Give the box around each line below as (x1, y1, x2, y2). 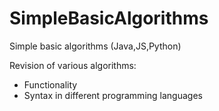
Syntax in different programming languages (23, 89, 203, 101)
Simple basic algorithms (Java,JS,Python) (9, 40, 182, 52)
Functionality (23, 78, 78, 91)
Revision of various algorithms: (9, 59, 137, 71)
